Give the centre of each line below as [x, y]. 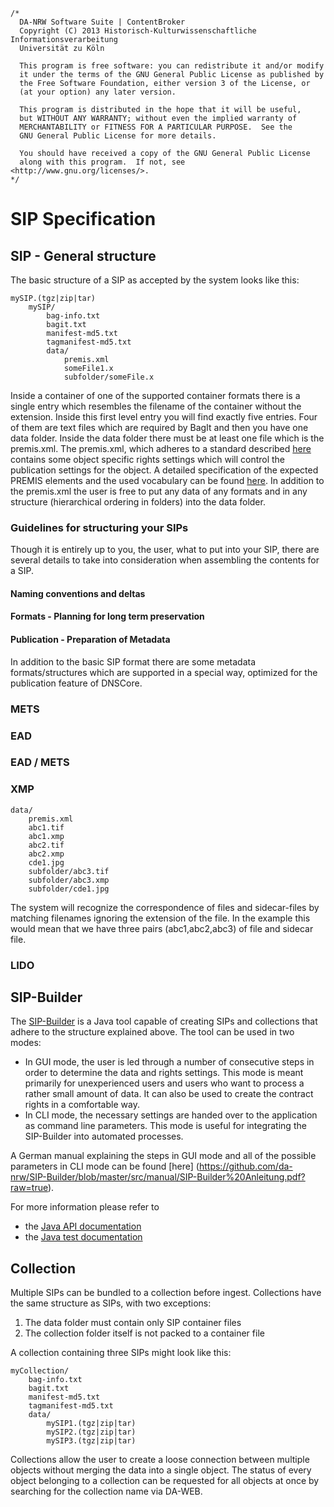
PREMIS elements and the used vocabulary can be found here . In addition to [167, 480]
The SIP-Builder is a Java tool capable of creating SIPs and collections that [164, 1021]
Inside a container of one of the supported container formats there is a [155, 395]
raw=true [29, 1188]
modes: [26, 1043]
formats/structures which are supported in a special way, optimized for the [164, 672]
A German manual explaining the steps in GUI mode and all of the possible [163, 1156]
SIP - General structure [83, 255]
